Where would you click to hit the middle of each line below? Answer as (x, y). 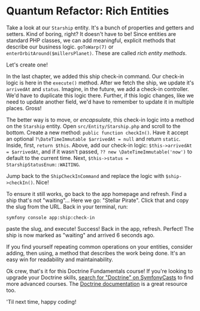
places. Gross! (24, 108)
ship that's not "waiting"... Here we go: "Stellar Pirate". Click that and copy (98, 200)
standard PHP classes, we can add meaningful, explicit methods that (91, 40)
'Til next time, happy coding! (41, 301)
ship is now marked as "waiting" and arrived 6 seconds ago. (81, 235)
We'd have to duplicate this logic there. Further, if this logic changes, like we (100, 95)
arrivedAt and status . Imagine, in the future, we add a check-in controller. (98, 89)
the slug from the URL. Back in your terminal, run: (67, 206)
